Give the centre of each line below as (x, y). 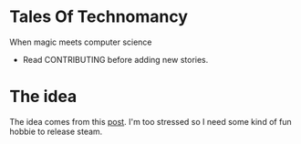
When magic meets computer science (81, 42)
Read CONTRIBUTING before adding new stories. (115, 59)
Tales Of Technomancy (99, 17)
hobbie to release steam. (56, 131)
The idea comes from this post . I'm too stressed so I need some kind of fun (150, 121)
